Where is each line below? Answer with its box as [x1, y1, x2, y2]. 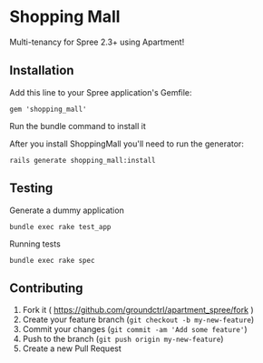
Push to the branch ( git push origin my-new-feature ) [22, 334, 224, 345]
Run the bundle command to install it [9, 120, 147, 131]
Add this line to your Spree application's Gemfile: [9, 86, 192, 97]
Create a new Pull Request [22, 343, 122, 354]
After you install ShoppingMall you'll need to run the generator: [9, 138, 245, 149]
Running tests [9, 238, 61, 249]
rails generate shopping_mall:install [9, 156, 156, 165]
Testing [9, 180, 54, 197]
